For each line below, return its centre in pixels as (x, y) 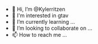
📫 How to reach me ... (39, 35)
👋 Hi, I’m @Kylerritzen (38, 9)
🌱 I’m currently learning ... (43, 22)
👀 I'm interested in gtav (40, 15)
